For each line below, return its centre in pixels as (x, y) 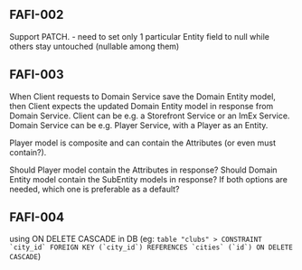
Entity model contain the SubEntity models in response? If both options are (148, 179)
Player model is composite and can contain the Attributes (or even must (142, 143)
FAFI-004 (37, 217)
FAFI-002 (37, 15)
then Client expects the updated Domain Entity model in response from (142, 106)
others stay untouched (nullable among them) (94, 46)
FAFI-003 (37, 74)
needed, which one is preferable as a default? (94, 189)
